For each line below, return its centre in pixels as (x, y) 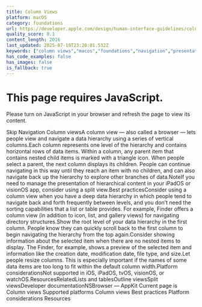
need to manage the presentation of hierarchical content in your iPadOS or (99, 184)
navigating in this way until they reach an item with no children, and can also (101, 171)
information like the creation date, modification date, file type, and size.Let (98, 254)
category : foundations (35, 23)
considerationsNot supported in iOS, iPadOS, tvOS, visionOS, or (85, 273)
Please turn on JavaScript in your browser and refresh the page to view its (98, 114)
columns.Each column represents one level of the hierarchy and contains (96, 145)
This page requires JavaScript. (85, 98)
